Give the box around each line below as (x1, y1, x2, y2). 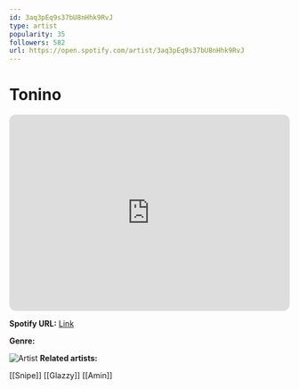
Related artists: (39, 353, 98, 364)
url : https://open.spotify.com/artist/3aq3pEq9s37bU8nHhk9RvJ (9, 46, 245, 55)
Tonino (9, 85, 62, 105)
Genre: (9, 335, 36, 346)
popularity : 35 (9, 29, 66, 38)
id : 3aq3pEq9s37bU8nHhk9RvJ (9, 12, 114, 22)
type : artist (9, 21, 58, 30)
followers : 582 (9, 37, 66, 47)
